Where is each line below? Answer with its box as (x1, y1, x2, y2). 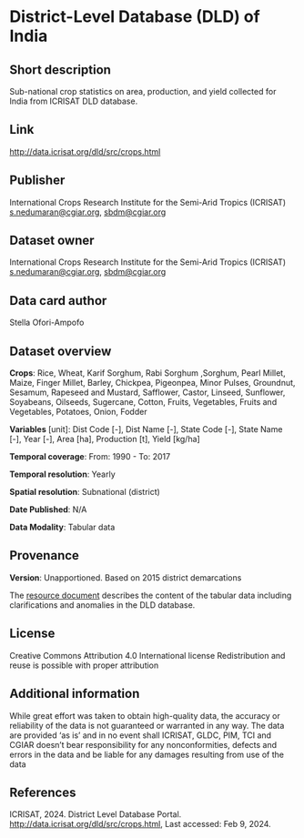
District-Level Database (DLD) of (9, 6, 261, 27)
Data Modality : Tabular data (9, 521, 116, 533)
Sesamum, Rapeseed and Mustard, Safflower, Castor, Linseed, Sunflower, (9, 387, 286, 398)
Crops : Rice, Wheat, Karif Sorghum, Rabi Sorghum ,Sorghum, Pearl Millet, (9, 368, 286, 379)
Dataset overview (9, 343, 112, 358)
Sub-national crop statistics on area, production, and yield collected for (9, 86, 277, 96)
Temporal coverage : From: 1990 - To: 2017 (9, 451, 171, 462)
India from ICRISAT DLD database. (9, 96, 138, 106)
